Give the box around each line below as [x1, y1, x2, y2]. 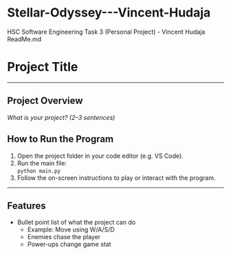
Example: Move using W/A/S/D [27, 225, 115, 234]
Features [7, 200, 46, 212]
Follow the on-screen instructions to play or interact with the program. [16, 174, 216, 182]
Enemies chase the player [27, 233, 101, 241]
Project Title [7, 59, 78, 75]
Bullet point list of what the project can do [16, 218, 136, 227]
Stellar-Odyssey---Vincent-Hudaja [7, 5, 211, 21]
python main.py [16, 167, 61, 174]
